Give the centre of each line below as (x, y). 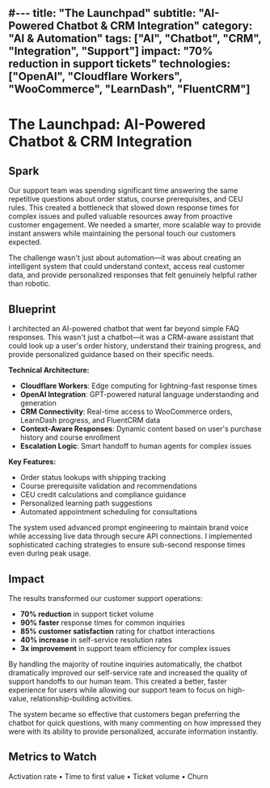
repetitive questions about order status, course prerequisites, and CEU (126, 199)
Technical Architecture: (49, 370)
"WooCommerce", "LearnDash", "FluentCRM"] (129, 89)
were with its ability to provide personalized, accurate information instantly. (133, 731)
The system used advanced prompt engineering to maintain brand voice (129, 528)
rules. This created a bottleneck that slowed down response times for (124, 208)
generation (38, 403)
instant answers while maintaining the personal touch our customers (122, 233)
